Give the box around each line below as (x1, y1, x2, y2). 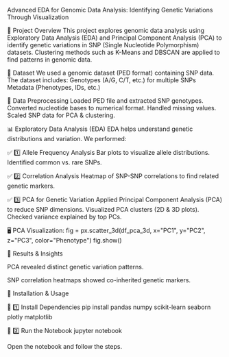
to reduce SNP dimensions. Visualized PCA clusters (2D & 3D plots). (7, 206, 200, 213)
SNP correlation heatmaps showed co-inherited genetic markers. (7, 276, 191, 284)
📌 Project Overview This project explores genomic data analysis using (7, 27, 204, 34)
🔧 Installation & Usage (7, 289, 69, 297)
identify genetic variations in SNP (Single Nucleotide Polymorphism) (7, 41, 200, 49)
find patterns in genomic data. (7, 56, 93, 64)
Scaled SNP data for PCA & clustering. (7, 111, 115, 119)
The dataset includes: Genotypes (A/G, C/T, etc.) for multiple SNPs (7, 76, 197, 84)
